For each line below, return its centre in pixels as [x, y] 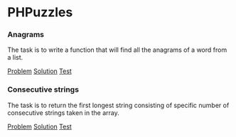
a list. [15, 57]
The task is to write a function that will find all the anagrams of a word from [117, 50]
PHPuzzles [40, 12]
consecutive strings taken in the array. [63, 113]
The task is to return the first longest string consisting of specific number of [118, 105]
